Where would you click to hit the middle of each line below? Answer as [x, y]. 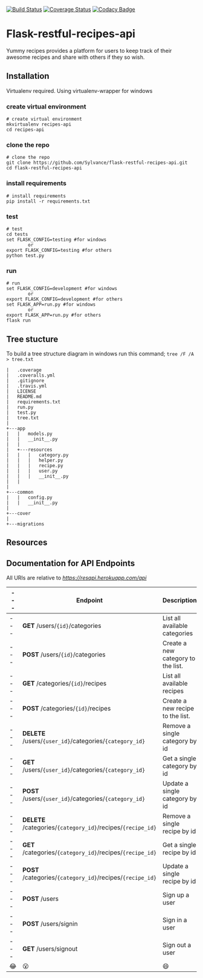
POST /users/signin [50, 924]
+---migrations [25, 524]
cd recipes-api [25, 130]
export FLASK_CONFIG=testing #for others [59, 250]
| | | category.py [37, 455]
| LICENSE [21, 391]
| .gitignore [25, 381]
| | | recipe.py [35, 466]
